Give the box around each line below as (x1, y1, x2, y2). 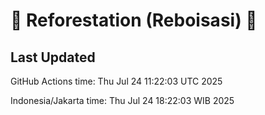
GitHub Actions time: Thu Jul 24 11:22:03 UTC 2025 (10, 75, 223, 87)
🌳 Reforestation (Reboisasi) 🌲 (10, 9, 258, 32)
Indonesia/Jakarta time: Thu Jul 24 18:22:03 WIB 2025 (10, 95, 235, 106)
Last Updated (10, 49, 96, 66)
